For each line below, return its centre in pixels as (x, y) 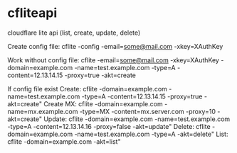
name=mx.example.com (43, 111)
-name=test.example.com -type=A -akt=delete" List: (151, 134)
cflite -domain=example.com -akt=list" (64, 141)
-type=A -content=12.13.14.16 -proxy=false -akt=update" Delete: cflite (109, 126)
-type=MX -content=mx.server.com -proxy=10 (147, 111)
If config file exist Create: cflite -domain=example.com (87, 89)
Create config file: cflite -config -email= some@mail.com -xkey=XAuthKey (115, 46)
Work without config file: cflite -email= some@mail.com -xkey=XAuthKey (113, 60)
